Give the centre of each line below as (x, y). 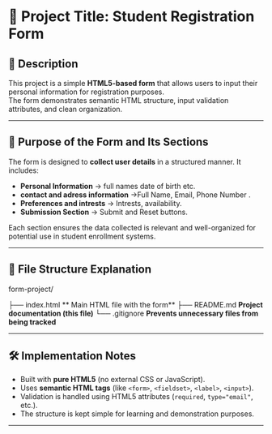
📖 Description (43, 64)
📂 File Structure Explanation (80, 270)
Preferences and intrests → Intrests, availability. (101, 203)
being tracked (32, 322)
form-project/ (31, 289)
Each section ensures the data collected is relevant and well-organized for (132, 227)
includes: (23, 170)
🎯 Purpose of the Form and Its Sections (108, 142)
